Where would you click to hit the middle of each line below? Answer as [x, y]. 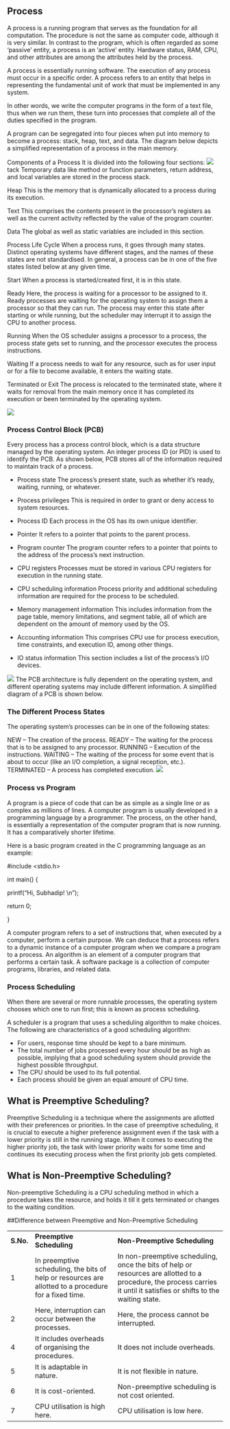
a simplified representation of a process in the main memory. [93, 148]
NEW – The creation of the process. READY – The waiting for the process [110, 740]
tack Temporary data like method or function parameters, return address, [110, 169]
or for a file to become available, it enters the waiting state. [90, 371]
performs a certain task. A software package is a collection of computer [108, 962]
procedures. [54, 1355]
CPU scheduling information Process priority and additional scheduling [117, 589]
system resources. [43, 508]
